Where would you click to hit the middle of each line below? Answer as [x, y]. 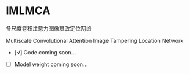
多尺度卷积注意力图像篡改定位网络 [49, 28]
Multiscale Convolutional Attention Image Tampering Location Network [95, 40]
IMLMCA [28, 11]
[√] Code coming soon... [45, 52]
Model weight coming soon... [51, 64]
